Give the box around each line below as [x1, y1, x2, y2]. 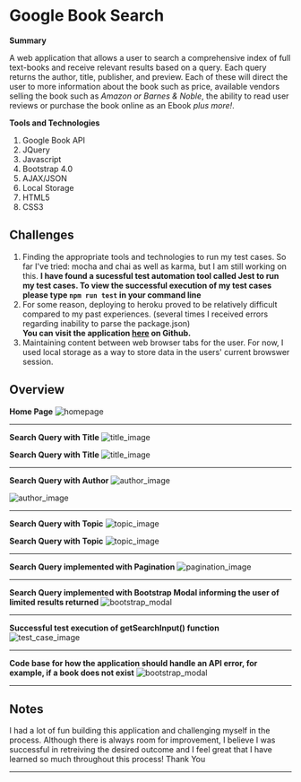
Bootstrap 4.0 [21, 163, 73, 174]
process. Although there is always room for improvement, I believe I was [9, 734, 276, 745]
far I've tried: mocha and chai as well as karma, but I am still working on [21, 261, 287, 272]
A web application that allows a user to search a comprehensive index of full [9, 52, 291, 63]
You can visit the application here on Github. [21, 327, 191, 338]
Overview [9, 382, 65, 397]
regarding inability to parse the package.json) [21, 317, 191, 328]
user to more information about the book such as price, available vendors [9, 81, 280, 91]
